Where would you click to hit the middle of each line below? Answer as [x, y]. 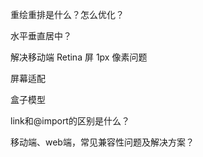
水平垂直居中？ [41, 36]
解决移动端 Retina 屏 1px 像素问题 [79, 57]
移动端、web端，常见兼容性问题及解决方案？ [102, 142]
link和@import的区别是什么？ [70, 121]
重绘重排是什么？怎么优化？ [67, 14]
